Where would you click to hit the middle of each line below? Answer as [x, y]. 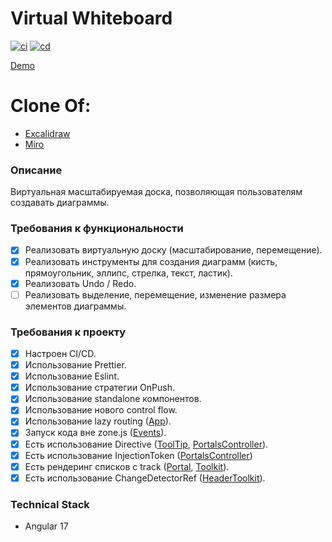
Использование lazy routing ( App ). [98, 421]
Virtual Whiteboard [91, 18]
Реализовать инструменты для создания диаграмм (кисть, [151, 261]
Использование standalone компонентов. [113, 399]
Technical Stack [50, 504]
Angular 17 [46, 526]
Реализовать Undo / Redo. [80, 283]
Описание [36, 170]
